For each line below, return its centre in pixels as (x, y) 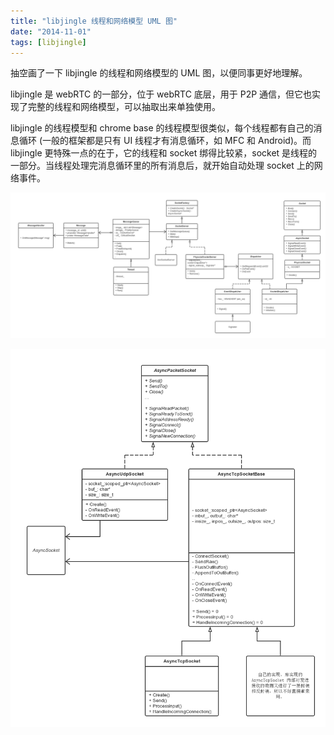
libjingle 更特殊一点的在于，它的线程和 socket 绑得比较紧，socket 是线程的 (164, 153)
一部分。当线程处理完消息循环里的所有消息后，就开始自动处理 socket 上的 (162, 166)
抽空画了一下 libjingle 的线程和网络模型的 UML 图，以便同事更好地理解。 (159, 73)
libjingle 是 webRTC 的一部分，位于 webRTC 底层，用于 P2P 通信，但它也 (161, 94)
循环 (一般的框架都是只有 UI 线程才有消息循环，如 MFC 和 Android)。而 (165, 141)
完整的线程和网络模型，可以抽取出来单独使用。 (124, 107)
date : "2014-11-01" (51, 31)
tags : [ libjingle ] (48, 42)
